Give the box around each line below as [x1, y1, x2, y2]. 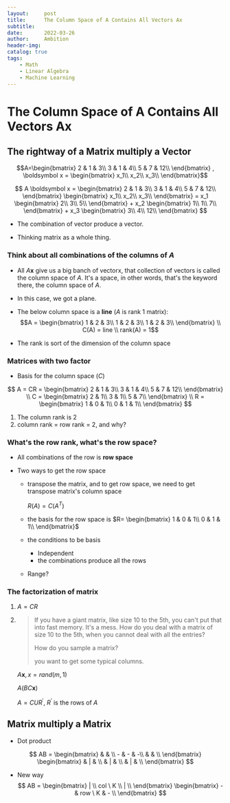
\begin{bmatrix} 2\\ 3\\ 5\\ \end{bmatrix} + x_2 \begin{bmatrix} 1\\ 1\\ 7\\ [14, 199, 217, 207]
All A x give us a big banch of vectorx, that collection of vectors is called [16, 266, 220, 274]
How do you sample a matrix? [34, 644, 119, 652]
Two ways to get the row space [16, 466, 106, 475]
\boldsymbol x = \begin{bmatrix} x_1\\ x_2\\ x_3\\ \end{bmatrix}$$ [23, 171, 208, 180]
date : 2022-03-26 [7, 29, 76, 36]
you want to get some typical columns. [34, 657, 144, 665]
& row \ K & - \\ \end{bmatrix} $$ [74, 789, 167, 797]
